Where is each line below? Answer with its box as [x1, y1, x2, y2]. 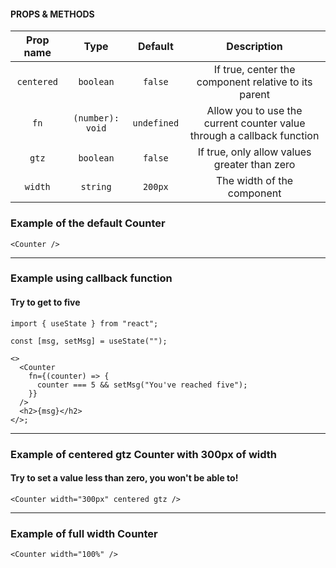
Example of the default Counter [10, 216, 166, 230]
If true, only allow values [197, 145, 312, 159]
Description [226, 40, 283, 54]
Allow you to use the [206, 104, 303, 118]
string [80, 181, 112, 193]
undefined [132, 118, 180, 129]
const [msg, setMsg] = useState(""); [10, 336, 168, 346]
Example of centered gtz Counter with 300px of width [10, 447, 278, 461]
